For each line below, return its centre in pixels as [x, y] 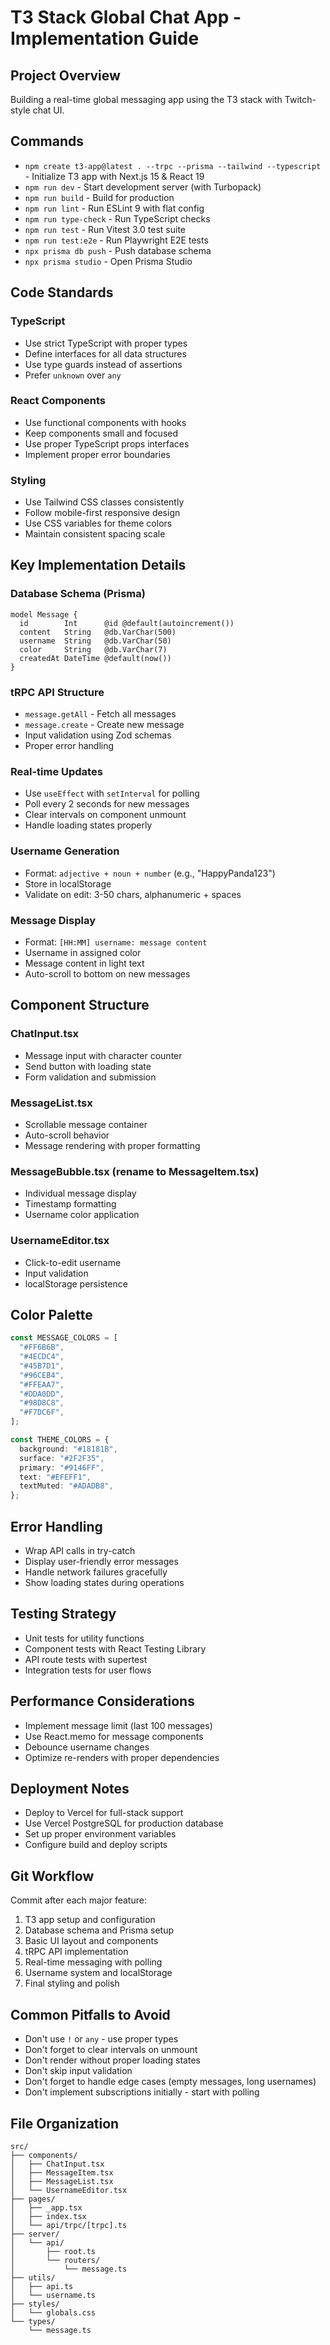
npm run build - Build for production [99, 197]
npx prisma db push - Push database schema [118, 250]
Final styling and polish [72, 1983]
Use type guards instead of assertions [103, 364]
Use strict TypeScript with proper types [106, 343]
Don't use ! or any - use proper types [101, 2039]
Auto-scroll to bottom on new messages [107, 973]
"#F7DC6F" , [42, 1412]
